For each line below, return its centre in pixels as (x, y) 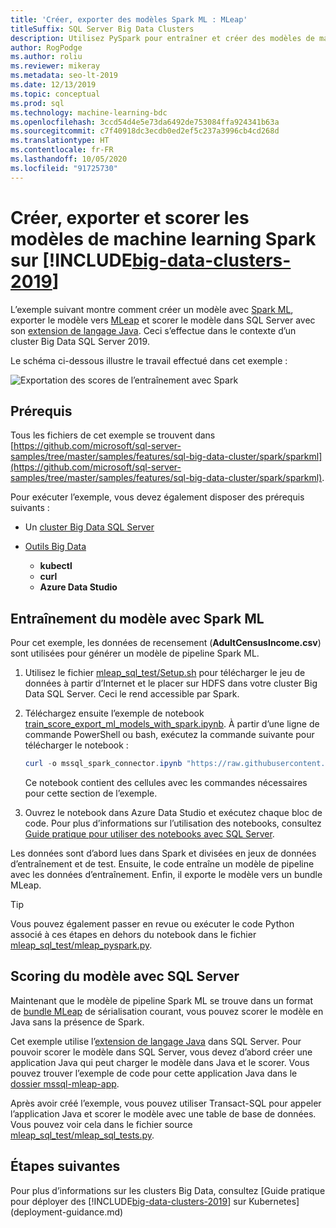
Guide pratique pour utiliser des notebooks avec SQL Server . (149, 834)
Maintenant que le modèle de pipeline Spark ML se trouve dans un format (162, 1000)
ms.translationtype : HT (60, 141)
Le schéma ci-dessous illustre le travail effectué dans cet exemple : (149, 360)
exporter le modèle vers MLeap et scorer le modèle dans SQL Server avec (163, 320)
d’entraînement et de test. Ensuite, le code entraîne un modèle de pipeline (162, 864)
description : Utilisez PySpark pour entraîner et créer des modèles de (162, 38)
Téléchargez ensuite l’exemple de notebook (114, 713)
